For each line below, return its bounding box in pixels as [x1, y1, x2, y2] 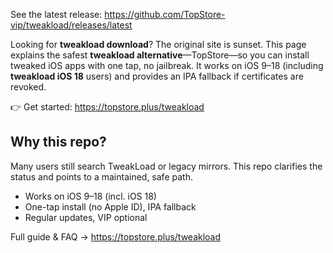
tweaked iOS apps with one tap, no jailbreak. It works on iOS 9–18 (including [10, 60, 324, 71]
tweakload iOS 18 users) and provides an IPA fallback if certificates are [10, 70, 304, 82]
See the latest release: [10, 9, 103, 20]
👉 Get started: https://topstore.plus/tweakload [10, 101, 205, 113]
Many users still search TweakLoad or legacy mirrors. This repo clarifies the [10, 160, 323, 172]
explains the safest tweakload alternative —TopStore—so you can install [10, 49, 310, 61]
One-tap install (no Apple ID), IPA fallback [24, 200, 197, 213]
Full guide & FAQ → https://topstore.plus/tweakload [10, 230, 222, 243]
